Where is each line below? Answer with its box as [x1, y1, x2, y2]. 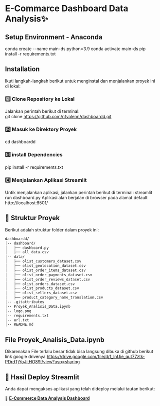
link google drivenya [5, 353, 46, 360]
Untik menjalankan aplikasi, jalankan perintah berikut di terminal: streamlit [5, 190, 153, 195]
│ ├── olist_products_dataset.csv [5, 286, 79, 291]
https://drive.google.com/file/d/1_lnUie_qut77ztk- [46, 353, 145, 360]
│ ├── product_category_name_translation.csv [5, 295, 104, 300]
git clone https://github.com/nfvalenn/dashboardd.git [5, 114, 112, 120]
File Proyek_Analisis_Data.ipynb [5, 335, 105, 344]
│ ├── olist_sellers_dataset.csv [5, 290, 77, 296]
